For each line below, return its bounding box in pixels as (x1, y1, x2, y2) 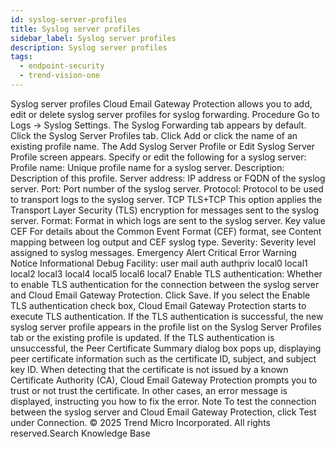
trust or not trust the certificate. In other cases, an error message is (10, 384, 288, 396)
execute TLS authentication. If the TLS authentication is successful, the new (10, 310, 324, 322)
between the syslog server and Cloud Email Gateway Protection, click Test (10, 406, 317, 418)
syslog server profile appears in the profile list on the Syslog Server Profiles (10, 321, 322, 333)
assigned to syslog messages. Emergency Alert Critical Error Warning (10, 246, 297, 258)
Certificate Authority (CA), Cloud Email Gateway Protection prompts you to (10, 374, 318, 386)
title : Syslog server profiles (10, 24, 141, 34)
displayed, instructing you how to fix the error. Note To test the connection (10, 395, 317, 407)
